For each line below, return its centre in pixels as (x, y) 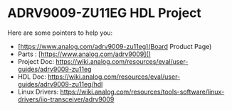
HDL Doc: (32, 77)
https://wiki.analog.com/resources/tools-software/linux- (142, 92)
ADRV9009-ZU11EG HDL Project (104, 13)
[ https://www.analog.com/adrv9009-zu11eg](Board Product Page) (115, 46)
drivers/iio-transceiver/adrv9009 (66, 99)
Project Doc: (36, 61)
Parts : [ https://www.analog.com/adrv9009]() (84, 54)
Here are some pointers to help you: (60, 33)
